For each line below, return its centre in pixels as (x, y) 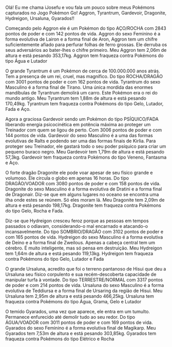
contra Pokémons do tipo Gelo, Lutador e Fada (55, 259)
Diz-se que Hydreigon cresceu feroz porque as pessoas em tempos (77, 221)
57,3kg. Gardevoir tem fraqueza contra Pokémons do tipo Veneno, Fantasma (86, 157)
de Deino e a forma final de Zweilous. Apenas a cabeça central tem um (80, 243)
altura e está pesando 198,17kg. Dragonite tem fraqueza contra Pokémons (83, 205)
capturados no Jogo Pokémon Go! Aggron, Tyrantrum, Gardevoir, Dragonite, (86, 13)
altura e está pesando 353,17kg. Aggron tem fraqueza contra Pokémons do (84, 55)
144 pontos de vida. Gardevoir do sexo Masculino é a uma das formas (79, 135)
